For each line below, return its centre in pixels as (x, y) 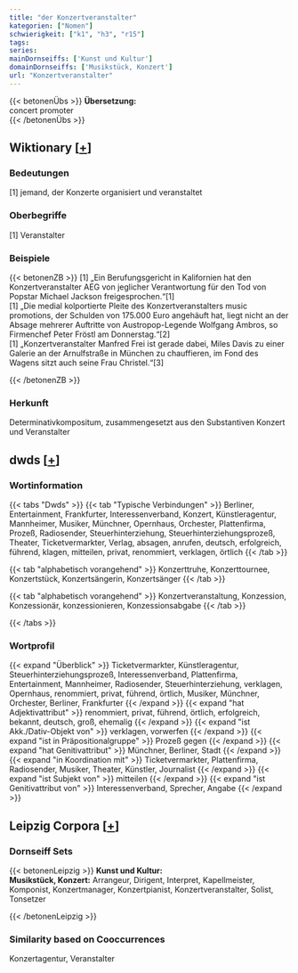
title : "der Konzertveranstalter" (73, 17)
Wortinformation (46, 485)
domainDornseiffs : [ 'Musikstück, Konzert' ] (91, 68)
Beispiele (30, 258)
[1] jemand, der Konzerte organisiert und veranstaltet (106, 192)
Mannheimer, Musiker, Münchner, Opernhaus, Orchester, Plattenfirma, (137, 524)
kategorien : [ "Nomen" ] (51, 26)
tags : (19, 42)
